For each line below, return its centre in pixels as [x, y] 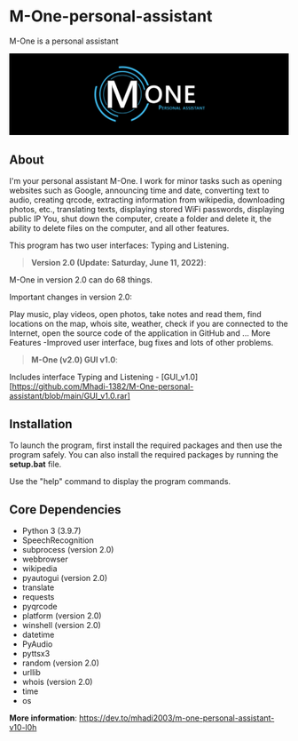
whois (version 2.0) [57, 682]
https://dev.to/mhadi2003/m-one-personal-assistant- [176, 718]
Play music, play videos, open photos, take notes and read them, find [135, 315]
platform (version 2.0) [62, 616]
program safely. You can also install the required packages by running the [144, 455]
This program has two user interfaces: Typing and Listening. [119, 245]
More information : [43, 718]
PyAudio [37, 644]
